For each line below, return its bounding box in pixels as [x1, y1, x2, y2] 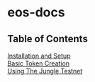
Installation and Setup [7, 51, 71, 60]
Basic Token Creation [7, 59, 69, 68]
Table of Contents [7, 33, 89, 45]
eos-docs [7, 4, 65, 21]
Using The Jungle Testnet [7, 67, 83, 75]
